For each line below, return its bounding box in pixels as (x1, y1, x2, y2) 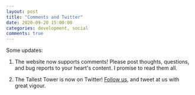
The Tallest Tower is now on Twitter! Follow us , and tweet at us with (14, 76, 180, 83)
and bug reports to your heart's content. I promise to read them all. (14, 64, 177, 71)
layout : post (6, 8, 38, 15)
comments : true (6, 31, 44, 37)
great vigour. (14, 82, 46, 89)
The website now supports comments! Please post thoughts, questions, (14, 58, 190, 65)
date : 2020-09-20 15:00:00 (6, 19, 73, 25)
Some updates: (6, 47, 43, 54)
